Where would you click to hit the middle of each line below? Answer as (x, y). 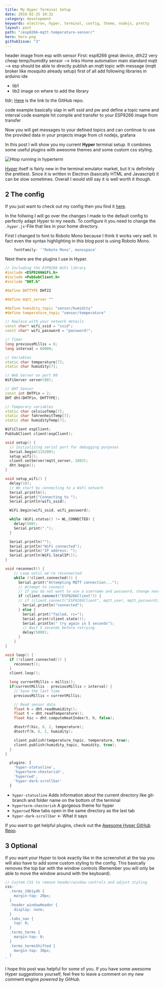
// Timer (14, 340)
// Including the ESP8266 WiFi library (46, 268)
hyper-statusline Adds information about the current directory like (79, 795)
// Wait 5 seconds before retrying (59, 628)
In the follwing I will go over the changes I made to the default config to (77, 215)
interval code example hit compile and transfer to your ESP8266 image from (82, 115)
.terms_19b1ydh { (27, 892)
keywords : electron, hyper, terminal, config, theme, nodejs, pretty (77, 23)
